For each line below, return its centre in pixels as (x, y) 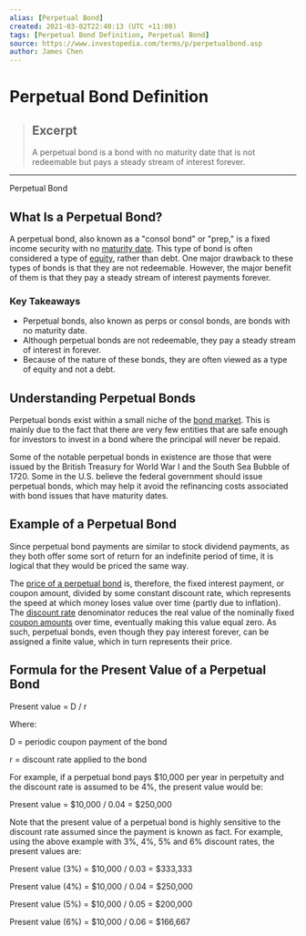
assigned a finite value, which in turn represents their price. (121, 641)
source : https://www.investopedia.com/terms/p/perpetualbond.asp (136, 43)
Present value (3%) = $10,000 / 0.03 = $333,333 (101, 869)
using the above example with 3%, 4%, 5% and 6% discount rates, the (142, 841)
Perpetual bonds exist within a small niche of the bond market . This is (140, 420)
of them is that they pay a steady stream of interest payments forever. (140, 277)
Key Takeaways (45, 301)
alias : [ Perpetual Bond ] (56, 18)
